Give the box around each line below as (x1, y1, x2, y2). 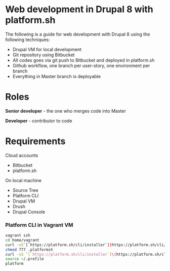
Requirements (5, 135, 66, 147)
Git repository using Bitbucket (12, 52, 75, 58)
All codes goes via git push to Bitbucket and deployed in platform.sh (12, 57, 155, 63)
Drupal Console (12, 209, 46, 215)
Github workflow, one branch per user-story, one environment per (12, 62, 150, 69)
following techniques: (5, 37, 50, 43)
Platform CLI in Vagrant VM (5, 221, 73, 228)
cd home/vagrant (5, 238, 39, 243)
